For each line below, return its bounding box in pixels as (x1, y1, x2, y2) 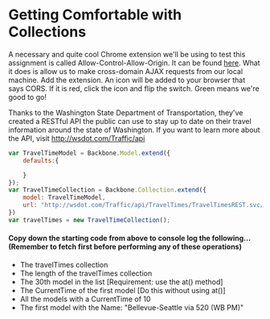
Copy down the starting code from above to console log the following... (8, 234, 251, 243)
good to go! (8, 92, 47, 101)
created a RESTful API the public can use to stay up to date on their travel (8, 116, 252, 126)
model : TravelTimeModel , (22, 193, 106, 202)
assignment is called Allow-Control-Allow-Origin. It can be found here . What (8, 58, 260, 68)
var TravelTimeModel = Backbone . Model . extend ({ (8, 149, 171, 157)
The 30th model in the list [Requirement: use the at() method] (19, 277, 223, 287)
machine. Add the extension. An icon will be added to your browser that (8, 75, 246, 85)
